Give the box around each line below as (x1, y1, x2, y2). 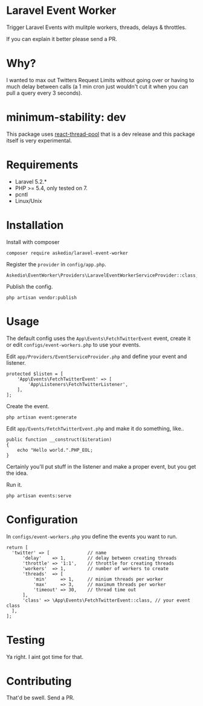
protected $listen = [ (6, 371, 63, 377)
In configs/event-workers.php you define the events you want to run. (6, 533, 178, 540)
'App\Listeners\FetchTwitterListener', (28, 381, 129, 387)
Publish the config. (6, 283, 53, 290)
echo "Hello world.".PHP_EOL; (17, 447, 94, 453)
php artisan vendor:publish (6, 294, 77, 301)
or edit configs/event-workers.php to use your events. (6, 341, 141, 348)
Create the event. (6, 402, 50, 409)
